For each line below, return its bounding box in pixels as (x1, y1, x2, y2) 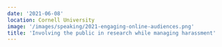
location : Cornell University (7, 17, 95, 23)
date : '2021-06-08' (7, 10, 64, 17)
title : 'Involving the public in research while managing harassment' (7, 29, 216, 37)
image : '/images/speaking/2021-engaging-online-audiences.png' (7, 23, 195, 30)
